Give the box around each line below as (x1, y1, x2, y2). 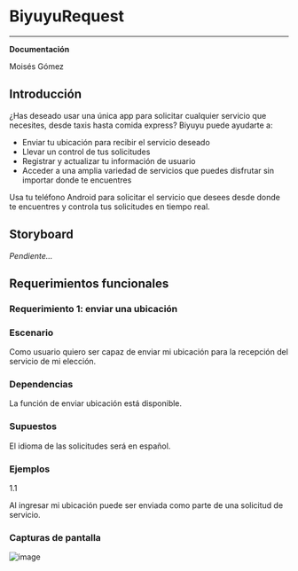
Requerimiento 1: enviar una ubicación (9, 302, 178, 315)
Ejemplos (9, 463, 51, 475)
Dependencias (9, 379, 74, 391)
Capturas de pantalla (9, 531, 102, 544)
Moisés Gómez (9, 60, 65, 72)
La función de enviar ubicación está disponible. (9, 398, 183, 409)
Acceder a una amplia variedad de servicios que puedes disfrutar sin (21, 165, 275, 176)
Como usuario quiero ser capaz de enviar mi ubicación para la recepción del (9, 347, 288, 357)
